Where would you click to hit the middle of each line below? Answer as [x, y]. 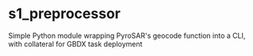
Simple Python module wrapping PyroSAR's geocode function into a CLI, [127, 35]
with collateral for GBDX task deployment [75, 43]
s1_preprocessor [65, 14]
